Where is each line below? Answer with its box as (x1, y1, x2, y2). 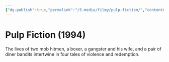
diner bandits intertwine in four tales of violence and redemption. (5, 51, 140, 57)
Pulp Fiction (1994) (5, 29, 86, 40)
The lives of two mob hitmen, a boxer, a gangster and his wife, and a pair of (5, 46, 162, 52)
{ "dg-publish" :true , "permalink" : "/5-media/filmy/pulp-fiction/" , (5, 7, 145, 13)
